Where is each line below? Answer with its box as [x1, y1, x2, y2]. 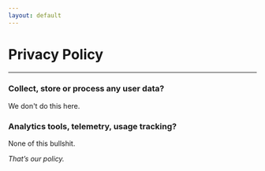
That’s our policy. [8, 154, 65, 164]
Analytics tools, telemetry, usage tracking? [8, 121, 177, 132]
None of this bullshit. [8, 139, 76, 148]
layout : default [8, 11, 62, 20]
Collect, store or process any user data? [8, 84, 165, 95]
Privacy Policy [8, 45, 104, 63]
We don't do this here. [8, 101, 80, 110]
